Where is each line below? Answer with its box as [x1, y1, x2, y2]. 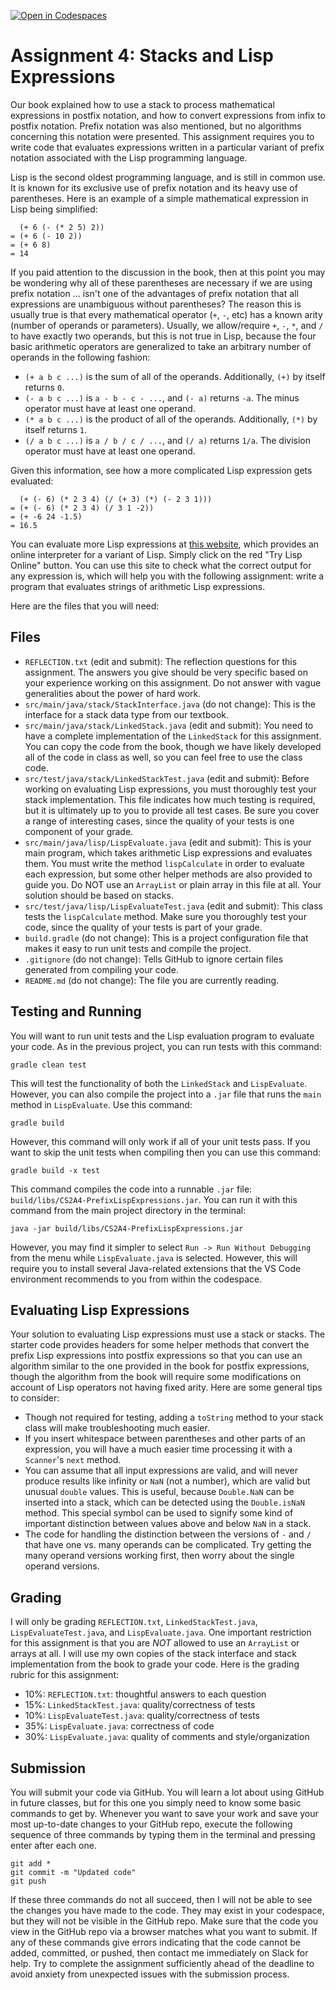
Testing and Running [10, 1003, 142, 1020]
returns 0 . [24, 381, 65, 393]
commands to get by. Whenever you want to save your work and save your [10, 1808, 319, 1819]
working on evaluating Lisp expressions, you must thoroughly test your [24, 783, 317, 795]
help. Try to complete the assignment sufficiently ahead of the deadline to [10, 1958, 315, 1969]
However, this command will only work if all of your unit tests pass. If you [10, 1135, 311, 1147]
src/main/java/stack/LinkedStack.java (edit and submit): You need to [24, 719, 314, 731]
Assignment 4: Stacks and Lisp [10, 45, 274, 67]
